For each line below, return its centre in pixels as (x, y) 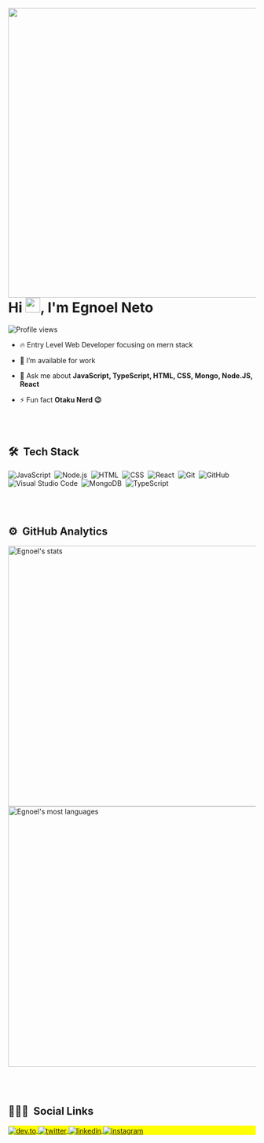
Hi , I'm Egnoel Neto (81, 307)
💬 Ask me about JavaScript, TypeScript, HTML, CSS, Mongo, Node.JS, (136, 375)
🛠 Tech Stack (44, 452)
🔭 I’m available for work (57, 360)
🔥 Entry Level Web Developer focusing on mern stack (106, 344)
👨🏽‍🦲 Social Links (51, 1111)
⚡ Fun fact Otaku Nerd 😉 (60, 399)
